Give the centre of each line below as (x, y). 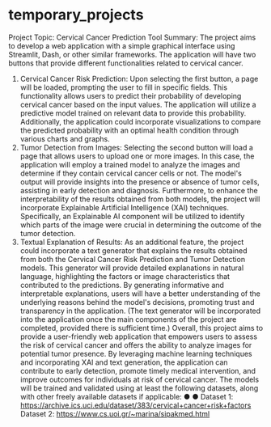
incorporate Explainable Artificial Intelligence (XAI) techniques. (124, 207)
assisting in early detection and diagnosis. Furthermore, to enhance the (139, 190)
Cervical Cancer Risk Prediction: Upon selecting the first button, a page (139, 78)
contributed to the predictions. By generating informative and (122, 285)
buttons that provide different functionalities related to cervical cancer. (126, 63)
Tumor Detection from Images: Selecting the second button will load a (136, 147)
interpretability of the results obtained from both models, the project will (140, 199)
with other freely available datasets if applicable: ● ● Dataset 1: (127, 396)
